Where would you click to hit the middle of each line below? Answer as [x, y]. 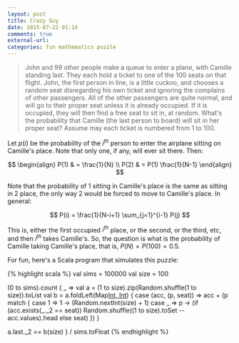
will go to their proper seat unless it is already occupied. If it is [116, 105]
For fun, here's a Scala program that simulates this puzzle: [93, 260]
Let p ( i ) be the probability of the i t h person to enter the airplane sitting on [114, 142]
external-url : [29, 41]
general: [20, 201]
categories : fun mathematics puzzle [62, 47]
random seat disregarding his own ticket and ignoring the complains [125, 90]
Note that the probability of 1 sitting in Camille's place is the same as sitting [118, 185]
